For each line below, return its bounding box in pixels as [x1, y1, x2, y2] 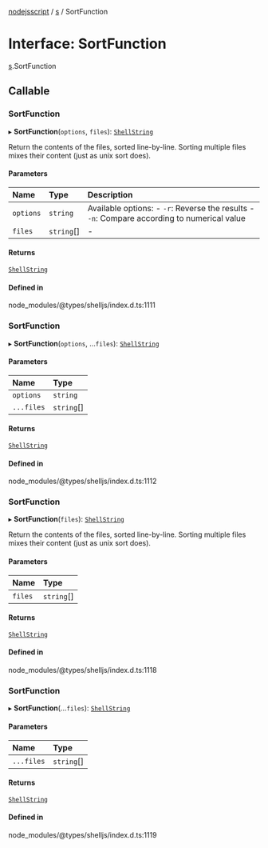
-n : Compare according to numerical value [87, 212, 246, 223]
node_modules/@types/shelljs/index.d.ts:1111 [8, 300, 156, 310]
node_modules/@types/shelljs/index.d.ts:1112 [8, 476, 157, 486]
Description [87, 189, 133, 200]
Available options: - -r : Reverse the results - [87, 202, 255, 214]
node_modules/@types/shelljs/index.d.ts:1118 [8, 666, 157, 675]
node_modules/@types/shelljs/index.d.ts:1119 [8, 830, 157, 839]
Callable [8, 84, 50, 98]
